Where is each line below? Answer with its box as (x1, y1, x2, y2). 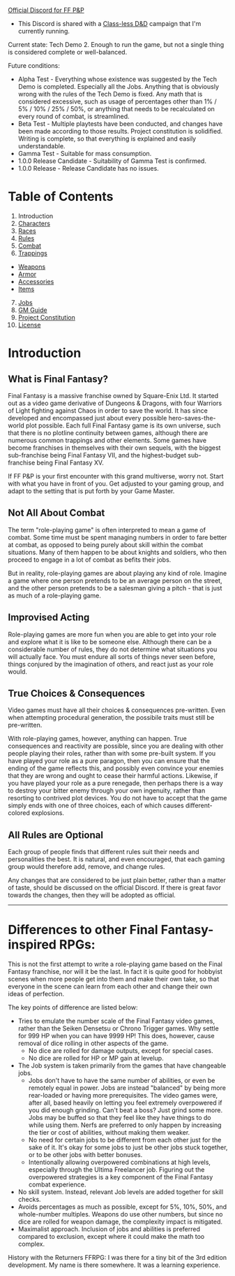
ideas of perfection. (8, 990, 65, 998)
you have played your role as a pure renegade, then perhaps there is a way (8, 779, 224, 788)
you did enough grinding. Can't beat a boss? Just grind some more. (28, 1106, 222, 1114)
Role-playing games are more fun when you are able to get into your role (8, 630, 217, 639)
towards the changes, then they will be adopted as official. (8, 891, 176, 900)
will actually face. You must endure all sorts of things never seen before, (8, 652, 215, 660)
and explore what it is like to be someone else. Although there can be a (8, 637, 212, 646)
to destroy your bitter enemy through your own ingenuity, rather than (8, 786, 206, 795)
